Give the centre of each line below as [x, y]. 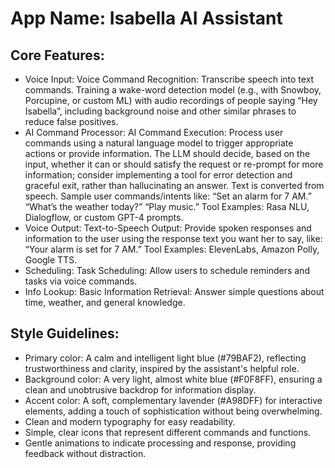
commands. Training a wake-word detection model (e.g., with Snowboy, [173, 90]
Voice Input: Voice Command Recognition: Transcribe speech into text [169, 79]
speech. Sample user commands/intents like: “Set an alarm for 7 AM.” [168, 196]
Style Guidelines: [65, 333]
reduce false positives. [71, 121]
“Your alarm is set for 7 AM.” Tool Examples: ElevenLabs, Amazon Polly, [172, 249]
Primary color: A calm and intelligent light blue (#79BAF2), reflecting [165, 358]
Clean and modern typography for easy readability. [130, 421]
